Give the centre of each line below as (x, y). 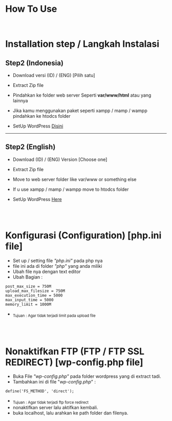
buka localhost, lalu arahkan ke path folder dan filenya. (70, 413)
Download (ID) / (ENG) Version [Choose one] (60, 159)
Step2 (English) (30, 147)
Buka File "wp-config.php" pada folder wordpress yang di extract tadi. (87, 376)
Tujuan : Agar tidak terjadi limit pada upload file (54, 316)
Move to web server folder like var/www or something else (74, 179)
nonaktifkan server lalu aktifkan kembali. (55, 408)
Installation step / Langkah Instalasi (82, 44)
